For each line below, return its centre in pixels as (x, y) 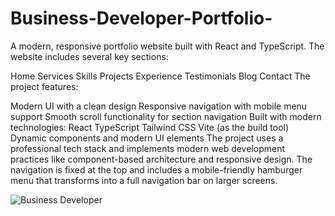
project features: (44, 86)
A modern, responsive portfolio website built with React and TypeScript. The (167, 46)
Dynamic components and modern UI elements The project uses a (147, 138)
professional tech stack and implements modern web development (148, 148)
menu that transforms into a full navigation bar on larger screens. (144, 180)
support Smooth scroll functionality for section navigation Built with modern (166, 116)
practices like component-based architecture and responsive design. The (161, 159)
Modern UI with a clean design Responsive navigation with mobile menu (159, 106)
